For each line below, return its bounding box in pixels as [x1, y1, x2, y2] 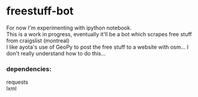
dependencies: [6, 64, 51, 73]
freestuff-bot [6, 4, 74, 18]
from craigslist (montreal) [6, 37, 70, 44]
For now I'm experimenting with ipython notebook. [6, 24, 132, 31]
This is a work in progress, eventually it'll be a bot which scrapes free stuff [6, 30, 192, 37]
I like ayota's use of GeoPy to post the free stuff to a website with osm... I [6, 43, 189, 51]
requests [6, 78, 28, 86]
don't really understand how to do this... [6, 49, 106, 57]
